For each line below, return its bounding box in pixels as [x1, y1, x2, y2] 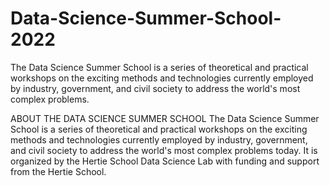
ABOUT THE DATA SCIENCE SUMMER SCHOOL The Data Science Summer [10, 112, 320, 124]
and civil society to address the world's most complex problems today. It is [10, 144, 318, 156]
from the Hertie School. [10, 165, 107, 177]
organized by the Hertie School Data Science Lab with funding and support [10, 155, 320, 167]
